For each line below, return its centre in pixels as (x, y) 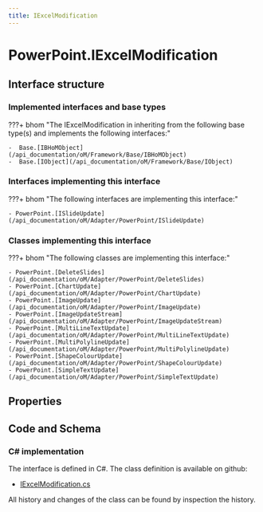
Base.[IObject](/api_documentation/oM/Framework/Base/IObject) (126, 161)
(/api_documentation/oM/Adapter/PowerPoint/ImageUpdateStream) (116, 321)
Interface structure (57, 85)
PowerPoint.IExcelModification (113, 55)
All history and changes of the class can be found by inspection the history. (132, 500)
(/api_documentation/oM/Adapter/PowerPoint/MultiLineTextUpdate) (119, 336)
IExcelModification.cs (55, 484)
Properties (35, 402)
